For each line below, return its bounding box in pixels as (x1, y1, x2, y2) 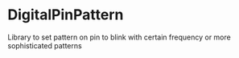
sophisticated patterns (7, 40, 82, 50)
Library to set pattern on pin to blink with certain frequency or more (7, 32, 231, 42)
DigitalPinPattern (7, 6, 124, 24)
